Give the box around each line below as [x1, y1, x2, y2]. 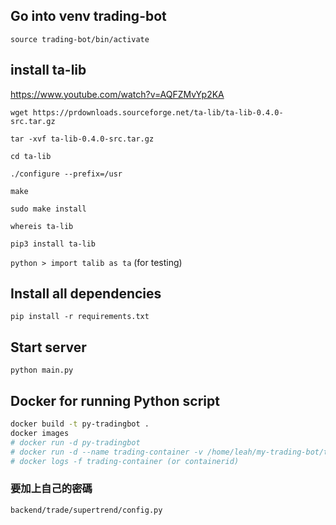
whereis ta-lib [10, 221, 74, 231]
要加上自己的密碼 [10, 482, 93, 496]
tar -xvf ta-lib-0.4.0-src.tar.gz [10, 134, 155, 144]
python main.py [10, 365, 74, 376]
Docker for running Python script [10, 392, 220, 409]
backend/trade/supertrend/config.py [10, 505, 163, 515]
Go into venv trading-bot [10, 8, 167, 25]
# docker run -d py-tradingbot [10, 437, 141, 448]
